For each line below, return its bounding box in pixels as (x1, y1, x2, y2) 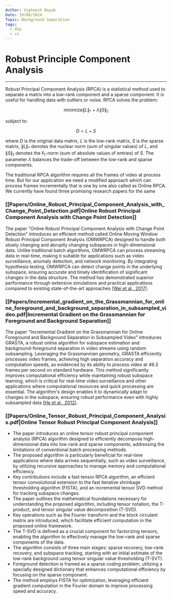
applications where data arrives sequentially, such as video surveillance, (12, 458, 166, 464)
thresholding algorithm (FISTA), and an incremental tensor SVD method (12, 485, 163, 491)
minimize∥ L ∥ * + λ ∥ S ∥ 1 (63, 106, 109, 114)
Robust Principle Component (5, 53, 131, 65)
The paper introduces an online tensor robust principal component (12, 431, 154, 437)
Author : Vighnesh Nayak (5, 7, 56, 13)
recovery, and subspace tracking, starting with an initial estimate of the (12, 550, 163, 556)
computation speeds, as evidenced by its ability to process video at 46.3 (5, 361, 159, 368)
